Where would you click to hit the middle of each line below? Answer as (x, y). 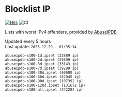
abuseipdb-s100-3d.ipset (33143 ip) (42, 64)
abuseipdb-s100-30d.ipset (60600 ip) (43, 72)
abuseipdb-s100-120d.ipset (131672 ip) (45, 85)
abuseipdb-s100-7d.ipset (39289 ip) (42, 68)
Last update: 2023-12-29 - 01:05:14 (41, 46)
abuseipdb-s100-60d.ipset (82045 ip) (43, 77)
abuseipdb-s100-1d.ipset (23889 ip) (42, 55)
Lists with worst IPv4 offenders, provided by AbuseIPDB (61, 32)
